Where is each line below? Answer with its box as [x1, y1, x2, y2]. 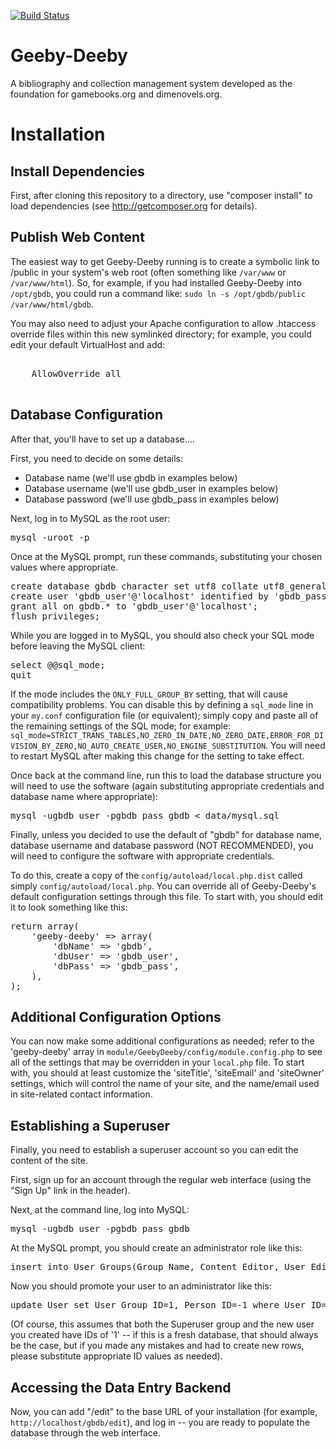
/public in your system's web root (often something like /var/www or [10, 266, 287, 278]
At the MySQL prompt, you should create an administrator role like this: [10, 1242, 303, 1254]
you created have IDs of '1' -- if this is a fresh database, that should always [10, 1329, 319, 1341]
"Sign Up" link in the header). [10, 1185, 131, 1197]
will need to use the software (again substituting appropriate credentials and [10, 780, 325, 792]
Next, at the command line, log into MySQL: [10, 1204, 190, 1216]
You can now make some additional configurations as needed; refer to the [10, 1035, 315, 1047]
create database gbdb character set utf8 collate [10, 580, 259, 592]
